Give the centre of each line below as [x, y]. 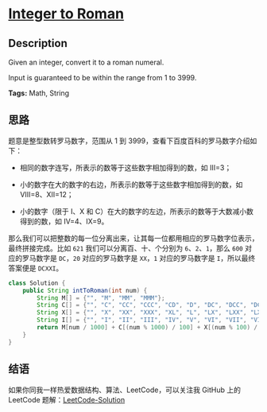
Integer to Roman [66, 14]
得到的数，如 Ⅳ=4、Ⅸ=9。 [64, 221]
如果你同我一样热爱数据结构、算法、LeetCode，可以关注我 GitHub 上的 [124, 390]
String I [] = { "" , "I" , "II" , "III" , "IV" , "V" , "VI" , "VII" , [142, 320]
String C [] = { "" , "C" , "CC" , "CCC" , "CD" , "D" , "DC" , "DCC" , [142, 305]
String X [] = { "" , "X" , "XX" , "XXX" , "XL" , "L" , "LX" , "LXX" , [142, 313]
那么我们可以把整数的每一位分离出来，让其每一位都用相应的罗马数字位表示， [133, 238]
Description [38, 43]
